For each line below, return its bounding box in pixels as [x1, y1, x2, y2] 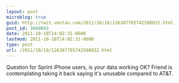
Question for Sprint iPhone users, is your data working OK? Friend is [6, 63, 173, 71]
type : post [6, 42, 33, 48]
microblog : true [6, 14, 46, 20]
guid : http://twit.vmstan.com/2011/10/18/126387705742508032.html [6, 20, 174, 25]
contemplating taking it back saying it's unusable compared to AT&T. [6, 69, 174, 77]
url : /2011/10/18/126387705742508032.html [6, 47, 113, 53]
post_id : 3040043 [6, 25, 49, 31]
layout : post [6, 8, 39, 15]
